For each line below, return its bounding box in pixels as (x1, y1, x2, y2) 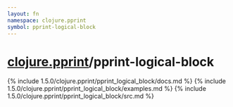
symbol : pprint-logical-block (7, 23, 96, 30)
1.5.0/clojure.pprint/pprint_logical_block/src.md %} (7, 92, 155, 101)
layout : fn (7, 10, 39, 18)
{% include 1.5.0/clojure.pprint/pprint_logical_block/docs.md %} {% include (7, 77, 227, 85)
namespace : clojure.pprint (7, 17, 87, 24)
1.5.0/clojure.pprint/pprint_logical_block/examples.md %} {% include (7, 84, 206, 93)
